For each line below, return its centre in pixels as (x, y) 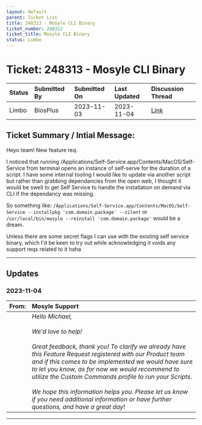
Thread (162, 96)
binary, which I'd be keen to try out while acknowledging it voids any (91, 242)
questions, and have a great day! (78, 407)
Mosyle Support (55, 306)
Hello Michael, (52, 316)
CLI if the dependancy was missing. (50, 194)
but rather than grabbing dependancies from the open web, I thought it (94, 181)
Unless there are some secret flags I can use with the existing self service (98, 236)
